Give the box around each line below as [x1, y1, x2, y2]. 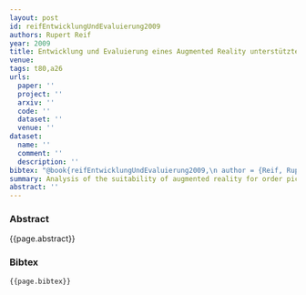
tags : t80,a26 [9, 65, 64, 74]
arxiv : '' [17, 97, 55, 107]
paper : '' [17, 81, 55, 90]
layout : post [9, 13, 59, 23]
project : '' [17, 89, 64, 98]
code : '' [17, 107, 51, 116]
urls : [9, 73, 30, 82]
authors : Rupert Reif [9, 30, 92, 39]
